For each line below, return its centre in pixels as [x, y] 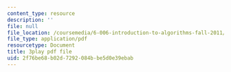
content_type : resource [41, 13]
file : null [23, 26]
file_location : [29, 33]
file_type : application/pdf [47, 39]
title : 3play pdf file [40, 52]
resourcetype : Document [41, 45]
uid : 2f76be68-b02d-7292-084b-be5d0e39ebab [70, 58]
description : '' [30, 20]
